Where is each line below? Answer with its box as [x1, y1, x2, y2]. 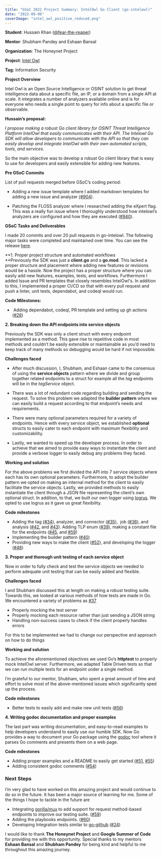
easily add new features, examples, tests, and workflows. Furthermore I [5, 273, 147, 279]
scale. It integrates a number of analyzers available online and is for [5, 96, 140, 102]
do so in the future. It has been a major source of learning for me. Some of [5, 791, 153, 797]
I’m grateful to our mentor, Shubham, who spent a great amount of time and [5, 676, 156, 682]
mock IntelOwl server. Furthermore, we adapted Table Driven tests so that [5, 661, 152, 667]
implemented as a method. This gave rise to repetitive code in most [5, 336, 139, 342]
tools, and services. [5, 146, 44, 152]
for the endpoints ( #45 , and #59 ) [12, 529, 78, 535]
